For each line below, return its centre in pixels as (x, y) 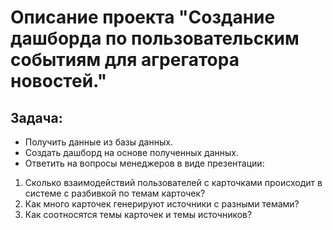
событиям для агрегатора (125, 60)
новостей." (59, 81)
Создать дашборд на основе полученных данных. (131, 152)
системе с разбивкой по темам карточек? (115, 193)
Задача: (36, 117)
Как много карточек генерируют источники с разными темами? (162, 204)
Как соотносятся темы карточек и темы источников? (138, 214)
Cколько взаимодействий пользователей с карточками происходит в (173, 182)
